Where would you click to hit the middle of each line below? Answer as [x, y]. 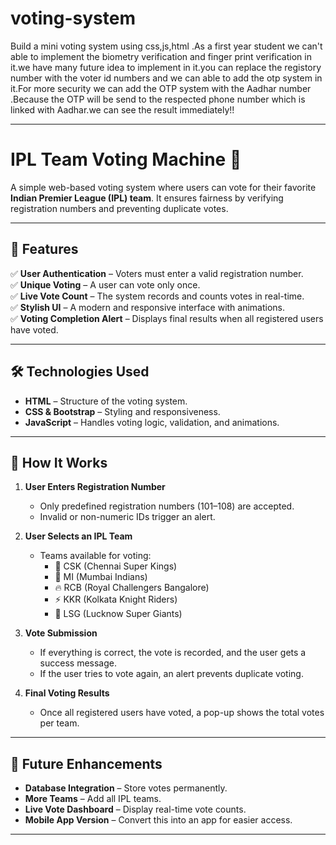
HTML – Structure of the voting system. [106, 401]
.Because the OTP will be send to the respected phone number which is [158, 99]
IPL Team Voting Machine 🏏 [126, 159]
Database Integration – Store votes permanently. [126, 788]
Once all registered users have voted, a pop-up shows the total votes [182, 713]
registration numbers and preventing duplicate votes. [119, 208]
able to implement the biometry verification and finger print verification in [161, 56]
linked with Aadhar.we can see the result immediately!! [122, 109]
